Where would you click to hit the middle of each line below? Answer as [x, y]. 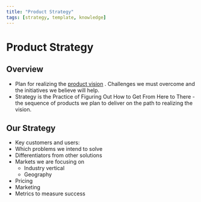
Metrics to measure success [50, 194]
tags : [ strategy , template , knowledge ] [56, 17]
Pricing [24, 181]
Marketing [28, 188]
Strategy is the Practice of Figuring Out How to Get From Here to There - [105, 96]
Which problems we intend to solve [59, 149]
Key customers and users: [47, 142]
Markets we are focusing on [50, 162]
